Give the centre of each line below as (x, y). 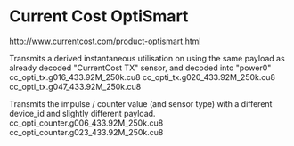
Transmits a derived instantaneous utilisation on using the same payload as (147, 58)
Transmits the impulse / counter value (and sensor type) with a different (141, 103)
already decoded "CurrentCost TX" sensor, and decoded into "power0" (140, 68)
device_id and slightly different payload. (82, 113)
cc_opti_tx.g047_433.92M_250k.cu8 (75, 86)
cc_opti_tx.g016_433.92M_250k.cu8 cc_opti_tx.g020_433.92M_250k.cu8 (143, 77)
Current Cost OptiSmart (99, 16)
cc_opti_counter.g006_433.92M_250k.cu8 (86, 123)
